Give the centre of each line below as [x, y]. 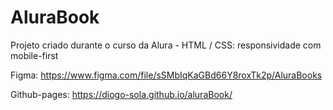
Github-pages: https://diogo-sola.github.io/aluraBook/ [121, 94]
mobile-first [34, 55]
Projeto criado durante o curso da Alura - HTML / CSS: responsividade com [166, 45]
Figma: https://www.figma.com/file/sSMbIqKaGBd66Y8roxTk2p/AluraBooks [166, 75]
